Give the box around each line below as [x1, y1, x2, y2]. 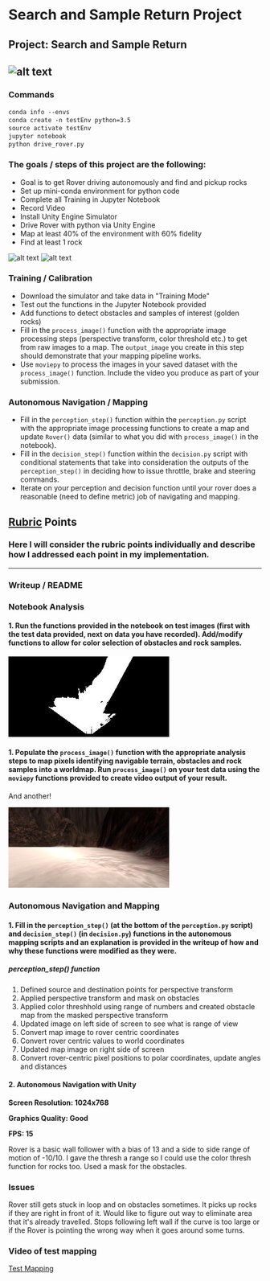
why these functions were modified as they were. [8, 946, 177, 955]
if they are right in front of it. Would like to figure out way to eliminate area [8, 1209, 253, 1218]
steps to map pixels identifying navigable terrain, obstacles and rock [8, 756, 243, 766]
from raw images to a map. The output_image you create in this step [19, 342, 244, 351]
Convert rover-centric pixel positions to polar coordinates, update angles [19, 1053, 261, 1062]
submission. [19, 376, 60, 386]
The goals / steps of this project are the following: [8, 159, 207, 170]
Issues [8, 1181, 35, 1193]
